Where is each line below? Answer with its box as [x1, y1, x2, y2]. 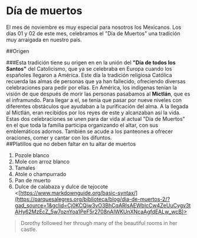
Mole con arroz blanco [14, 158, 70, 165]
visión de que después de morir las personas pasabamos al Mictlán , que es [6, 90, 191, 97]
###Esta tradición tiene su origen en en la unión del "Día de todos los [6, 59, 176, 66]
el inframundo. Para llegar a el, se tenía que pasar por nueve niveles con [6, 96, 182, 104]
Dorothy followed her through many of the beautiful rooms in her [20, 219, 178, 226]
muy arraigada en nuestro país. [6, 36, 82, 43]
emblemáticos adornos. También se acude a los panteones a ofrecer [6, 128, 173, 135]
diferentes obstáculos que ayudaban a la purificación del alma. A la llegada [6, 103, 189, 110]
